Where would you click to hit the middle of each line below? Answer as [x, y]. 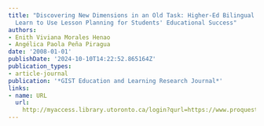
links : [19, 88]
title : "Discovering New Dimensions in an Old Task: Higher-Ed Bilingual [132, 15]
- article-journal [38, 74]
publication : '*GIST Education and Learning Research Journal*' [115, 81]
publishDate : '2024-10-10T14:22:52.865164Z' [82, 59]
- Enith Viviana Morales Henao [59, 37]
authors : [22, 30]
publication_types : [40, 67]
